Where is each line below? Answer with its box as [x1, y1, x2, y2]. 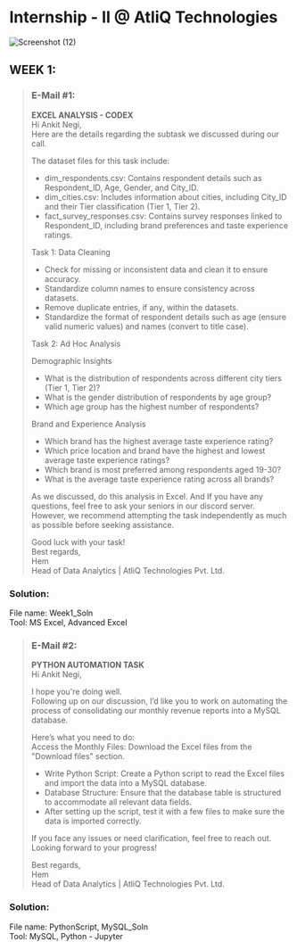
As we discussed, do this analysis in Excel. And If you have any [30, 491, 263, 501]
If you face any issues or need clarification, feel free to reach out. [30, 833, 272, 844]
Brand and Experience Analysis [30, 418, 146, 429]
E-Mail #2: [30, 639, 78, 651]
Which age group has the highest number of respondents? [44, 401, 260, 412]
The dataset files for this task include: [30, 155, 170, 166]
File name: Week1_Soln [9, 607, 94, 618]
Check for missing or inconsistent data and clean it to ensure [44, 264, 268, 275]
